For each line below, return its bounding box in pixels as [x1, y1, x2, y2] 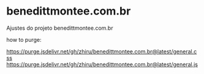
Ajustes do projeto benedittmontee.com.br [6, 24, 113, 32]
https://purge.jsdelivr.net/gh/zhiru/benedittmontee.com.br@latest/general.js [6, 61, 198, 68]
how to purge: [6, 36, 42, 43]
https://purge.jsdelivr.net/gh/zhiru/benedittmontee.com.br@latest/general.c [6, 47, 197, 55]
